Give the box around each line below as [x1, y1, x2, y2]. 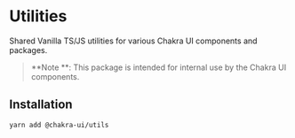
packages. [9, 44, 48, 55]
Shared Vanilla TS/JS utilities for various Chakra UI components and [9, 35, 258, 46]
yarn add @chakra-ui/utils [9, 120, 109, 129]
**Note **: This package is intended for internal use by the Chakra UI [30, 62, 287, 73]
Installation [9, 97, 73, 112]
